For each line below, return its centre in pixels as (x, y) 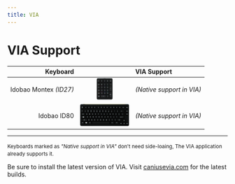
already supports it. (31, 154)
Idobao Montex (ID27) (42, 90)
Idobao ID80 (56, 115)
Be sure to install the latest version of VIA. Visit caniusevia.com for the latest (117, 167)
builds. (17, 174)
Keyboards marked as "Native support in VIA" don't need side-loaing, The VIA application (115, 147)
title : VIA (23, 15)
